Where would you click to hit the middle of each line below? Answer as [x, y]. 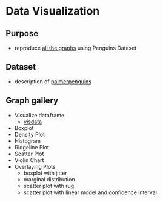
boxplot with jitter [45, 173]
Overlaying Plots [35, 166]
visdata [33, 122]
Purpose [22, 34]
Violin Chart [29, 160]
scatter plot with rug [49, 186]
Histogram [27, 141]
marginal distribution [49, 179]
